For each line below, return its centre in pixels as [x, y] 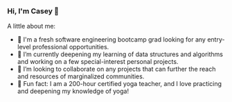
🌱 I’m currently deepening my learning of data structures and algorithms [120, 54]
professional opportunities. [71, 47]
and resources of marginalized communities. [81, 76]
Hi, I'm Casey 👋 [33, 11]
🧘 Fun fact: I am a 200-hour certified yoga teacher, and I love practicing [119, 84]
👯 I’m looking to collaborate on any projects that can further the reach [116, 69]
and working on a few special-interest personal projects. [98, 62]
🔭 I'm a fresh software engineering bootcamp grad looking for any [111, 40]
